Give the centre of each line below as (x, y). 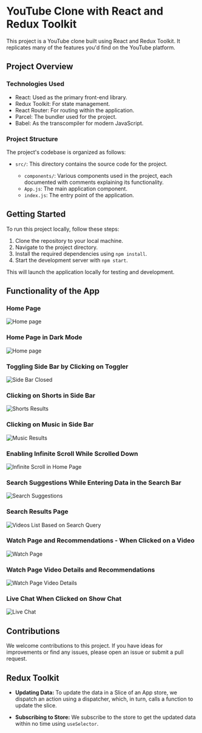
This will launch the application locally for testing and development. (90, 272)
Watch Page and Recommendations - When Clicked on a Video (101, 541)
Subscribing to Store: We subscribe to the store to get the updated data (105, 717)
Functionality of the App (53, 291)
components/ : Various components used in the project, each (98, 175)
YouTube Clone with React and (85, 11)
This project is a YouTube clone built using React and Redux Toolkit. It (93, 41)
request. (17, 659)
